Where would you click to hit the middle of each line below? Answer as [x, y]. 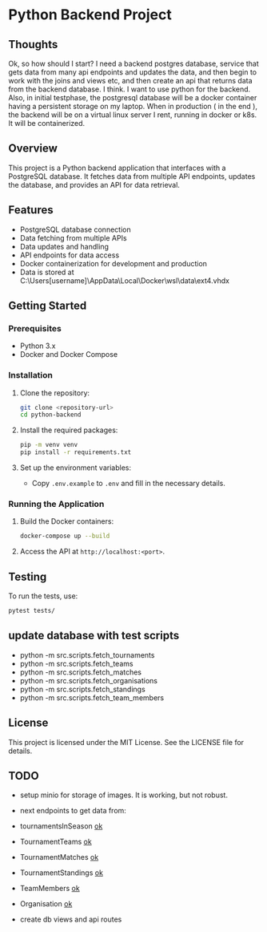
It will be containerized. [47, 123]
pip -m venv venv [49, 445]
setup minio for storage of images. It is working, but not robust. [124, 795]
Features [31, 210]
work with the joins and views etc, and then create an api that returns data [131, 81]
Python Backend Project [90, 15]
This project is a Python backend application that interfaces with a [117, 168]
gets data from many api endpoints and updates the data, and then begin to [133, 72]
